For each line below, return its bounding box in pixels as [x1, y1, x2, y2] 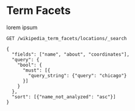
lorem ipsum [6, 24, 38, 31]
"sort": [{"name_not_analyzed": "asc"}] [12, 93, 116, 100]
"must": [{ [22, 67, 51, 73]
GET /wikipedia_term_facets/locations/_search [6, 35, 127, 41]
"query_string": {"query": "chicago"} [28, 72, 127, 79]
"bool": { [17, 62, 43, 68]
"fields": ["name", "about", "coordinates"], [12, 51, 130, 58]
